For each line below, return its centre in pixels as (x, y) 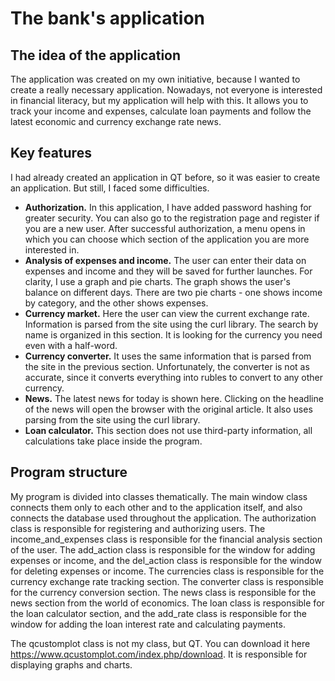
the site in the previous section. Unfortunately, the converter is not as (167, 366)
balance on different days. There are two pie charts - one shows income (173, 292)
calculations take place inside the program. (113, 441)
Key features (51, 153)
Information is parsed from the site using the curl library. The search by (171, 324)
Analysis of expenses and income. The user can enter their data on (165, 260)
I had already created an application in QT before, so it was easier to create (165, 177)
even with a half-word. (71, 345)
